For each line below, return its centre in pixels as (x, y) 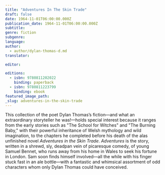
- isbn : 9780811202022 (33, 78)
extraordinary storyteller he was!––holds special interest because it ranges (81, 120)
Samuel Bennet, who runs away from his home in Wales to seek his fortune (81, 151)
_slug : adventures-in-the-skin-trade (44, 101)
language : (15, 42)
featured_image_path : (27, 96)
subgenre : (15, 37)
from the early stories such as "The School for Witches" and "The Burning (80, 125)
